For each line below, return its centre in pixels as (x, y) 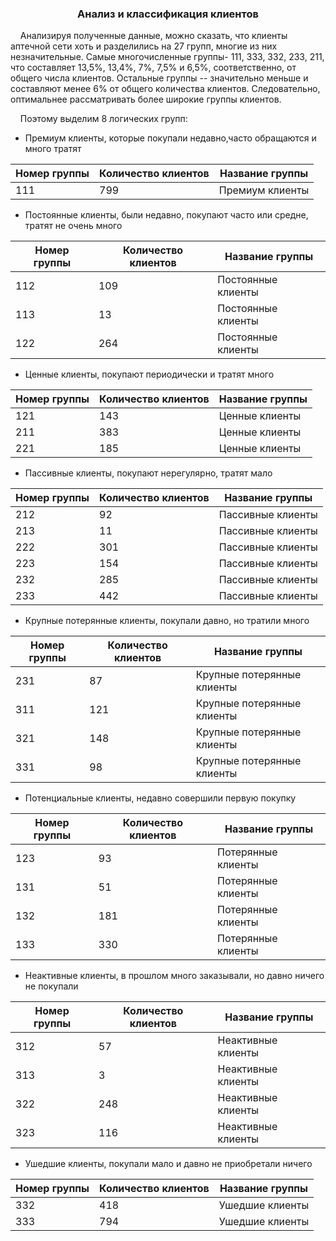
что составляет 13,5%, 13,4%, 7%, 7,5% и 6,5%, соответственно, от (153, 68)
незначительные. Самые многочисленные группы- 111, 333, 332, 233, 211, (167, 57)
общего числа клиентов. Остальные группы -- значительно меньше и (159, 78)
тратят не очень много (73, 226)
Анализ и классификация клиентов (168, 14)
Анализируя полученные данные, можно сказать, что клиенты (153, 36)
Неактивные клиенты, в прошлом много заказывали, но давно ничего (174, 976)
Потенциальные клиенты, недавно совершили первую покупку (160, 798)
